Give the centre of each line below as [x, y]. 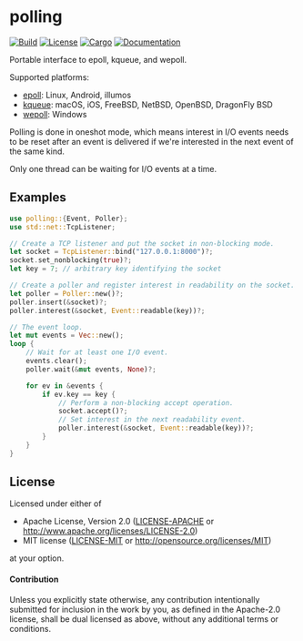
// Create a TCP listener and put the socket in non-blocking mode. [142, 243]
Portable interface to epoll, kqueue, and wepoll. [98, 59]
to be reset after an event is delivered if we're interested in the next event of [151, 141]
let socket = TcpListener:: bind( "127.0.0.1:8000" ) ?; [111, 252]
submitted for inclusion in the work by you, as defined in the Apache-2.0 [145, 609]
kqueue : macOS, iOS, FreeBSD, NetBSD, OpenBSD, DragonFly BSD [147, 104]
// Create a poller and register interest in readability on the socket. [152, 285]
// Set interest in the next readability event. [152, 420]
